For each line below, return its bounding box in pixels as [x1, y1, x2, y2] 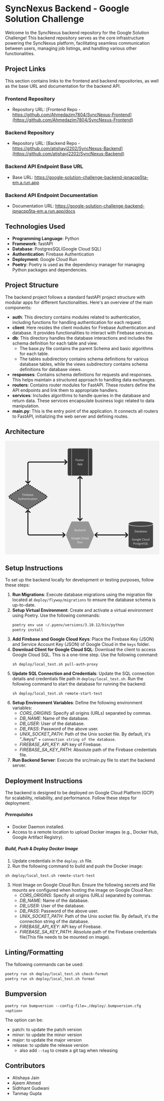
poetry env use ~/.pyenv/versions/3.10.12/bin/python [12, 623, 124, 628]
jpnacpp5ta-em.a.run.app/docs [12, 208, 75, 214]
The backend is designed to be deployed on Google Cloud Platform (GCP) [5, 790, 154, 796]
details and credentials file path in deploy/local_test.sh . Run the [12, 676, 143, 682]
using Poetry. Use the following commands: [12, 612, 100, 618]
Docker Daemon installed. [12, 824, 65, 830]
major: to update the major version [12, 1037, 82, 1043]
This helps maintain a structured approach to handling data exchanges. [12, 377, 156, 382]
